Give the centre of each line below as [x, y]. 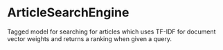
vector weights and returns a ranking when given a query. [89, 38]
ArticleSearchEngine [68, 13]
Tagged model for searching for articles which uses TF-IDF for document [111, 32]
